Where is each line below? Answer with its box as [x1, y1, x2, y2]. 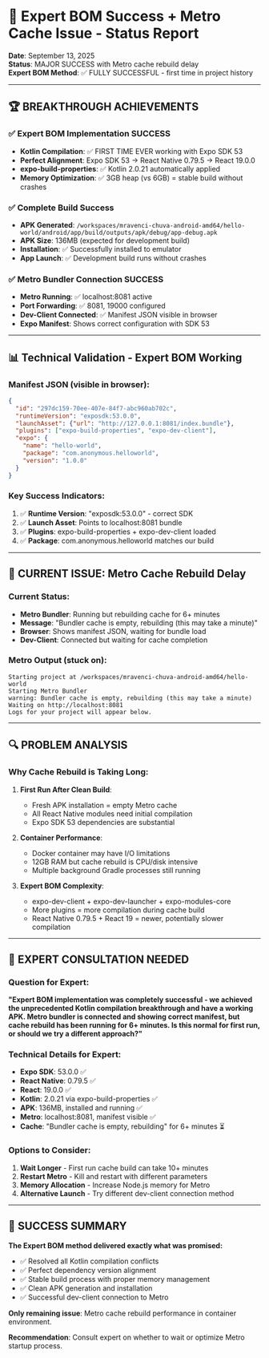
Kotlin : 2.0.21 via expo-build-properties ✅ [19, 1094, 159, 1104]
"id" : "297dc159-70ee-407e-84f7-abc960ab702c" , [15, 404, 178, 412]
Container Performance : [19, 833, 102, 843]
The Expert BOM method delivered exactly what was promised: [8, 1240, 223, 1250]
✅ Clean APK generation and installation [19, 1283, 153, 1293]
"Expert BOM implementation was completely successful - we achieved [8, 995, 253, 1004]
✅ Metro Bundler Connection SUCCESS [8, 273, 164, 285]
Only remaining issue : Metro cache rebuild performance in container [8, 1308, 237, 1318]
